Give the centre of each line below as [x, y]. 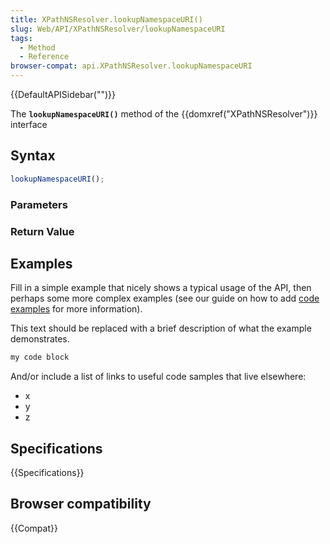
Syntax [33, 156]
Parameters [39, 204]
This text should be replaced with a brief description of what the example [161, 328]
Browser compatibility [81, 504]
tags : [21, 38]
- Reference [44, 57]
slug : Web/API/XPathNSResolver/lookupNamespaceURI [118, 29]
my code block [40, 357]
